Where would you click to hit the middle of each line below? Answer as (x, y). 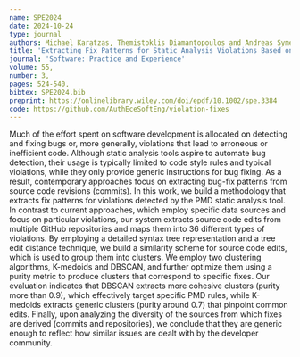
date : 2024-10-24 (42, 26)
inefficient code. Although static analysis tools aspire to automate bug (137, 154)
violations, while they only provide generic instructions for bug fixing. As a (146, 172)
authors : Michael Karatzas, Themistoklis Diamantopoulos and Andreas (142, 42)
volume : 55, (31, 68)
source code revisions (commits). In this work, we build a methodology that (148, 191)
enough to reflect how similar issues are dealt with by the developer (134, 333)
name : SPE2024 (36, 17)
